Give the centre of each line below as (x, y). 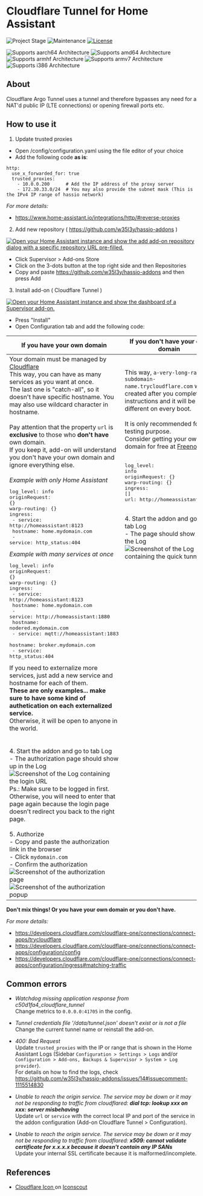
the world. (24, 728)
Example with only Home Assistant (59, 480)
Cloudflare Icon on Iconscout (51, 1187)
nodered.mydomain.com (39, 628)
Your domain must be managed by (58, 359)
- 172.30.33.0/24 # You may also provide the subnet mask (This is (105, 189)
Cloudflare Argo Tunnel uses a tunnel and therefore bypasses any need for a (101, 99)
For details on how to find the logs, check (66, 1072)
